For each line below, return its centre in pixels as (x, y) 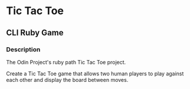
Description (23, 50)
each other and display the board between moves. (67, 80)
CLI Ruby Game (35, 33)
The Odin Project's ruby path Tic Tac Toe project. (66, 62)
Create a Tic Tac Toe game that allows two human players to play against (95, 73)
